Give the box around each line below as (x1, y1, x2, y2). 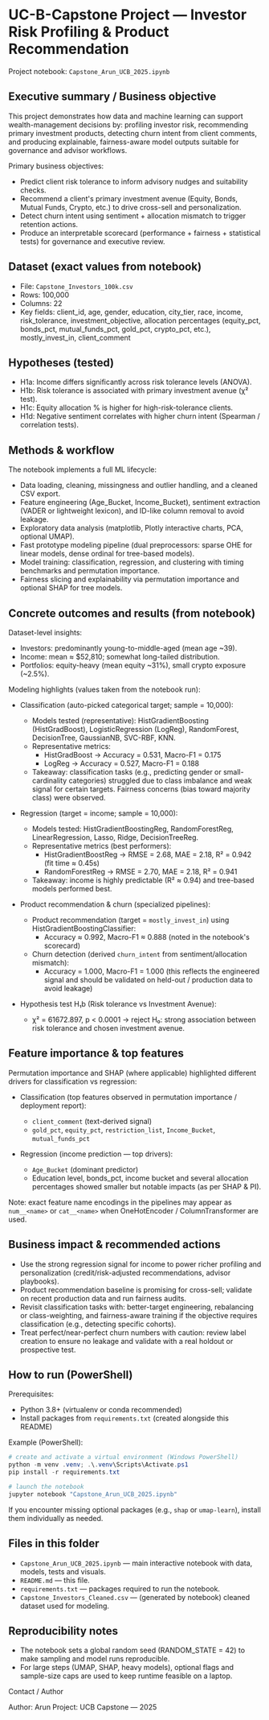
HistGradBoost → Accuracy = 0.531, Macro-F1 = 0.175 (43, 750, 222, 759)
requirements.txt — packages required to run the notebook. (19, 1584, 221, 1594)
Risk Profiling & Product (8, 23, 169, 41)
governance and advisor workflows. (8, 145, 128, 155)
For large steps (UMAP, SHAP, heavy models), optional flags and (19, 1663, 234, 1672)
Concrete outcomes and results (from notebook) (8, 606, 255, 620)
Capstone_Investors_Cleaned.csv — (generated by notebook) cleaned (19, 1592, 251, 1602)
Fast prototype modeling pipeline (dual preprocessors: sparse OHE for (19, 540, 253, 550)
